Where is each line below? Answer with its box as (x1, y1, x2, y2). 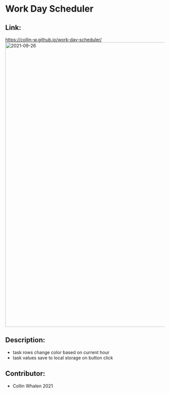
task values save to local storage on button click (12, 355, 113, 361)
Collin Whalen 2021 (12, 383, 53, 389)
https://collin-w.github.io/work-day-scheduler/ (5, 36, 102, 43)
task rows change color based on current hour (12, 349, 110, 355)
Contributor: (5, 369, 46, 378)
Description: (5, 336, 46, 344)
